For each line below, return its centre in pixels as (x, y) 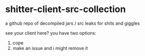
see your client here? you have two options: (51, 33)
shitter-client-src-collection (65, 9)
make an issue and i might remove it (50, 48)
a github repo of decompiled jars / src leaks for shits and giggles (73, 23)
